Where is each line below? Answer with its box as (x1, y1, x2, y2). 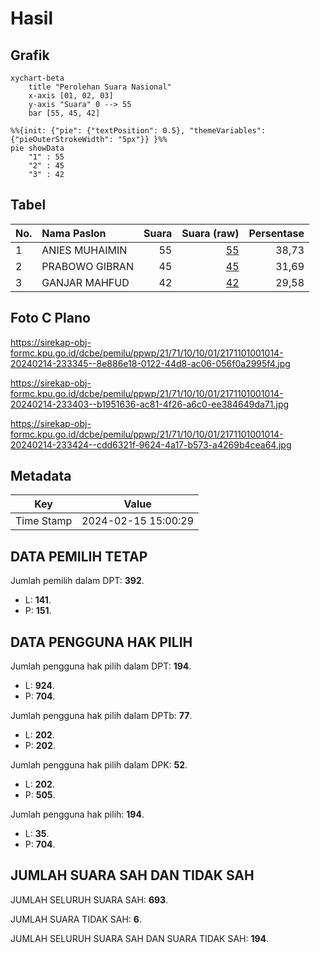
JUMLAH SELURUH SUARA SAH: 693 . (10, 893, 169, 906)
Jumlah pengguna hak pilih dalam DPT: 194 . (10, 660, 192, 672)
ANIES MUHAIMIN (41, 243, 128, 257)
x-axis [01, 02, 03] (28, 91, 114, 101)
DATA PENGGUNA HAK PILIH (10, 633, 193, 651)
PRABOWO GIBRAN (41, 259, 134, 273)
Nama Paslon (41, 226, 107, 240)
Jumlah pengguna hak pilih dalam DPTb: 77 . (10, 710, 193, 722)
